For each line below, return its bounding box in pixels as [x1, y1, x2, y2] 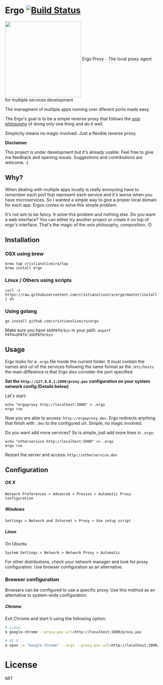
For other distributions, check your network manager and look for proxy [5, 559, 148, 565]
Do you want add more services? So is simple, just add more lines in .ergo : [5, 429, 154, 435]
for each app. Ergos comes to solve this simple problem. [5, 202, 118, 208]
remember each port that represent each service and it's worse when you [5, 192, 153, 197]
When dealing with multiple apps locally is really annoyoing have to [5, 186, 139, 192]
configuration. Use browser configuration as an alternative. [5, 564, 123, 570]
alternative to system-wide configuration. [5, 592, 88, 598]
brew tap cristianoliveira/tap [5, 262, 68, 266]
